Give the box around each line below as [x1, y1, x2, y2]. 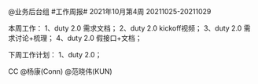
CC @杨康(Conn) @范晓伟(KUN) [8, 67, 112, 76]
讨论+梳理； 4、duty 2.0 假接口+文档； [14, 34, 143, 42]
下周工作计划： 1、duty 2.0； [8, 50, 102, 59]
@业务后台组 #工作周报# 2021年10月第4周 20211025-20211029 [8, 7, 212, 16]
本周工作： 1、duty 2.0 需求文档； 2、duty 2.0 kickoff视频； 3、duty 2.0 [8, 24, 242, 33]
